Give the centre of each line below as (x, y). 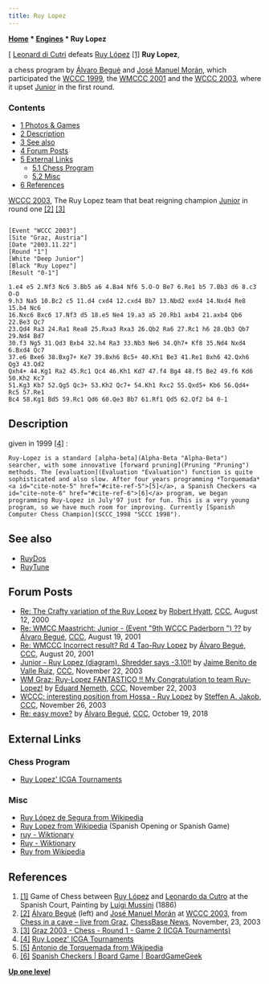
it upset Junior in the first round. (61, 87)
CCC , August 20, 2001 (57, 654)
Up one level (29, 972)
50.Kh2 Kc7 (26, 378)
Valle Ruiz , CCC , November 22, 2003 (81, 671)
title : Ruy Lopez (37, 16)
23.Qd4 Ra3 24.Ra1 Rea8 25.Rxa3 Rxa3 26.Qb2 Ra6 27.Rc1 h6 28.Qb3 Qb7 (129, 329)
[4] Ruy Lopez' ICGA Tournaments (77, 939)
